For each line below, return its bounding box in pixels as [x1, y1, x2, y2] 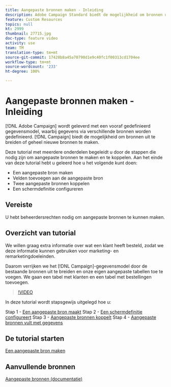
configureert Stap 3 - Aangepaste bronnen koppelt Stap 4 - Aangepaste [5, 314, 157, 320]
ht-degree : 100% [5, 69, 40, 74]
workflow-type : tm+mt [5, 59, 51, 65]
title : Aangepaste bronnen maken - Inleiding [5, 7, 103, 13]
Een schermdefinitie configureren [12, 186, 83, 192]
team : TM [5, 45, 24, 50]
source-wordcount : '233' [5, 64, 58, 69]
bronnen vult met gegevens [5, 319, 63, 325]
